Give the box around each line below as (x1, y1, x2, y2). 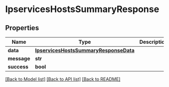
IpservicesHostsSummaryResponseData (35, 47, 135, 54)
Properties (5, 24, 39, 32)
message (8, 55, 30, 62)
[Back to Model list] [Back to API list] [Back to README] (5, 76, 121, 82)
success (8, 63, 29, 70)
